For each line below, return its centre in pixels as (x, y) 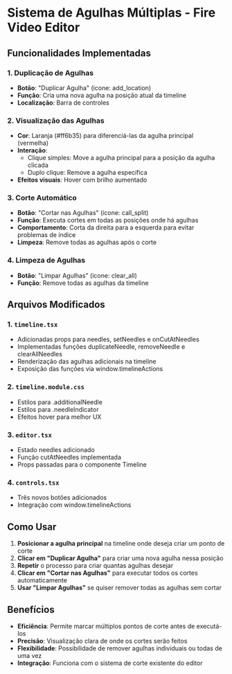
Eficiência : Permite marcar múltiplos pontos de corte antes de (106, 626)
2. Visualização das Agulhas (56, 121)
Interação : (32, 150)
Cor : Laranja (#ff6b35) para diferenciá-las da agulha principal (105, 136)
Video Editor (44, 27)
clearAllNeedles (39, 354)
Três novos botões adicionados (62, 498)
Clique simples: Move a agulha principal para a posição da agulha (121, 158)
